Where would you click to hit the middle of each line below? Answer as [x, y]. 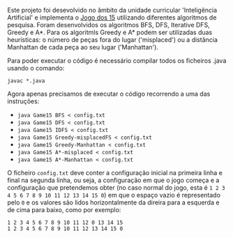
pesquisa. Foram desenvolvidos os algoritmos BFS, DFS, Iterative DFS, [109, 25]
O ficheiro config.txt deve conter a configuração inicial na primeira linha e [115, 173]
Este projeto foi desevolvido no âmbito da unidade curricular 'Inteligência [112, 10]
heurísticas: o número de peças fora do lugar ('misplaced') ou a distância [113, 40]
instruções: [23, 101]
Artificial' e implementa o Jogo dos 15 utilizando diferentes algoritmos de [112, 17]
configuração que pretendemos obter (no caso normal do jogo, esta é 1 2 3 [116, 187]
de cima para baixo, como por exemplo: [64, 210]
